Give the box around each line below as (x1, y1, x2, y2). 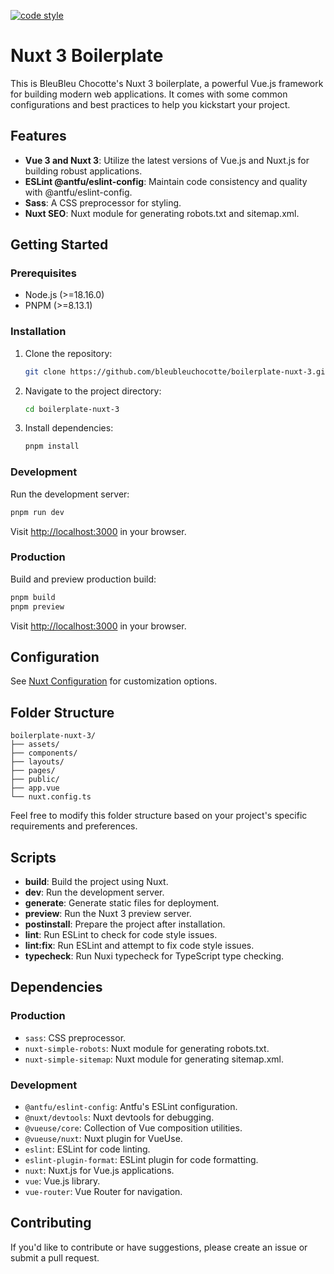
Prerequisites (10, 266, 77, 280)
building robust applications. (24, 165, 143, 177)
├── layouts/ (10, 757, 65, 767)
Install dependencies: (24, 422, 114, 434)
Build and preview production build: (10, 573, 157, 585)
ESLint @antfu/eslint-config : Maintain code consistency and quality (24, 175, 308, 187)
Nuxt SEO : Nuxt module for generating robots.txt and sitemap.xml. (24, 207, 300, 219)
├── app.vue (10, 783, 60, 794)
